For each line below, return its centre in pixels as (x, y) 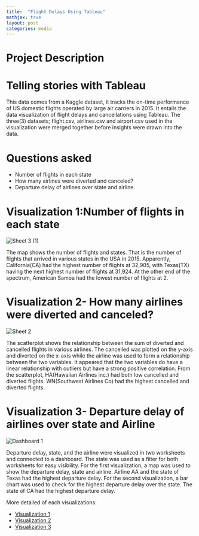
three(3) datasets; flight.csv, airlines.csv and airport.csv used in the (89, 121)
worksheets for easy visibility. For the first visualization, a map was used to (99, 465)
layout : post (22, 23)
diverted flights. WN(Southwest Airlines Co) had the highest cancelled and (98, 381)
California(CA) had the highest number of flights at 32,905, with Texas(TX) (98, 265)
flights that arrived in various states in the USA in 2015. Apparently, (88, 259)
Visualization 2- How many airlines (95, 302)
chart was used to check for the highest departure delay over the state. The (99, 484)
